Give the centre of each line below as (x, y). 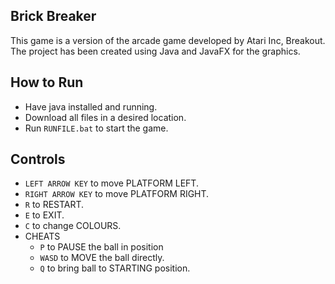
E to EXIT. (44, 215)
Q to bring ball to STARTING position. (115, 268)
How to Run (47, 82)
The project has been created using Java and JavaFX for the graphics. (155, 51)
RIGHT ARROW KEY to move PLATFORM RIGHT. (117, 194)
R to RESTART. (54, 205)
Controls (38, 159)
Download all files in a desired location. (105, 117)
